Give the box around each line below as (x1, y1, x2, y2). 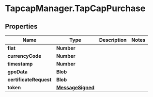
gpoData (7, 68, 28, 75)
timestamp (7, 61, 33, 67)
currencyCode (7, 53, 42, 59)
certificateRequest (7, 76, 52, 83)
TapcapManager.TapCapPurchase (5, 3, 146, 14)
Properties (5, 22, 38, 31)
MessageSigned (56, 84, 94, 91)
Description (99, 37, 127, 43)
